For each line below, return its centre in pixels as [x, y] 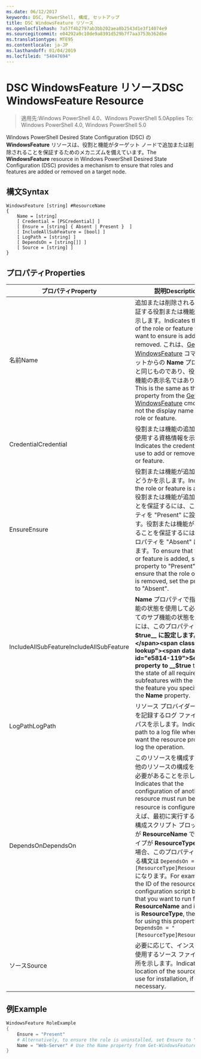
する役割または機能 [168, 312]
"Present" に [172, 515]
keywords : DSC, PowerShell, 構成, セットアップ [63, 17]
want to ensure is [159, 336]
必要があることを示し [165, 776]
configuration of [158, 791]
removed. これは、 [161, 344]
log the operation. [160, 747]
